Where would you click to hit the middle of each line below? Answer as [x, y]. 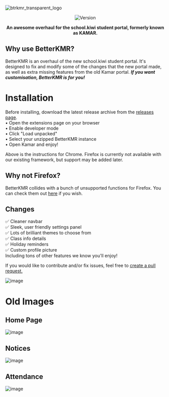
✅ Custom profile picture [31, 250]
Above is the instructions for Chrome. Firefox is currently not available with [83, 154]
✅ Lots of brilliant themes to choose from [48, 233]
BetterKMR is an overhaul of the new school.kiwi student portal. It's [76, 61]
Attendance [24, 376]
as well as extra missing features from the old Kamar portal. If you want [80, 72]
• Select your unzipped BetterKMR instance [51, 139]
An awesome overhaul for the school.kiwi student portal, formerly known [85, 27]
